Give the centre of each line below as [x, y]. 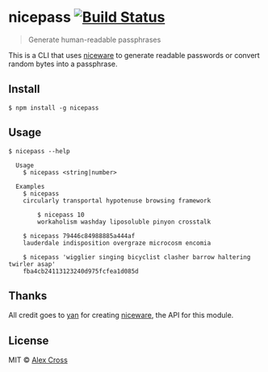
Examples [30, 186]
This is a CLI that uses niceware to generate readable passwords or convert [134, 55]
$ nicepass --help [39, 151]
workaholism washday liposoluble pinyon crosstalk [124, 222]
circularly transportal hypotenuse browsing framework [117, 201]
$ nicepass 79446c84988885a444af [79, 236]
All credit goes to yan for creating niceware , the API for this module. [121, 316]
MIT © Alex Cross [38, 360]
